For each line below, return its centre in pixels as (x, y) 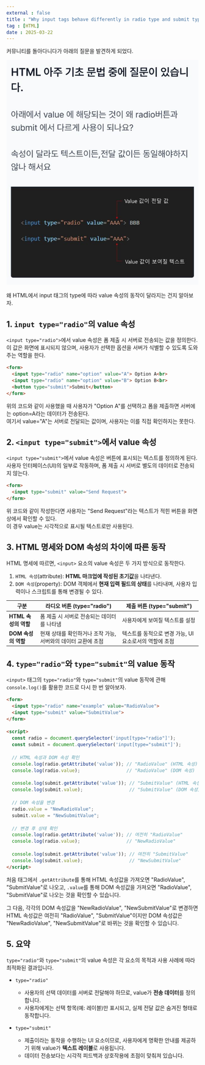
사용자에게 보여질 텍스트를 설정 (159, 620)
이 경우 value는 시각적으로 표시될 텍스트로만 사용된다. (70, 526)
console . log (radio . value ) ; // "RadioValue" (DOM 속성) (103, 770)
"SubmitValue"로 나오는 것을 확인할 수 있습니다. (63, 895)
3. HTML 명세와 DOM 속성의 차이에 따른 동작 (86, 547)
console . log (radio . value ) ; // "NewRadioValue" (94, 841)
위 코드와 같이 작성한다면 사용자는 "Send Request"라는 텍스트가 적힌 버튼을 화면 (102, 511)
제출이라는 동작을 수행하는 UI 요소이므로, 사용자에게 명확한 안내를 (102, 1040)
